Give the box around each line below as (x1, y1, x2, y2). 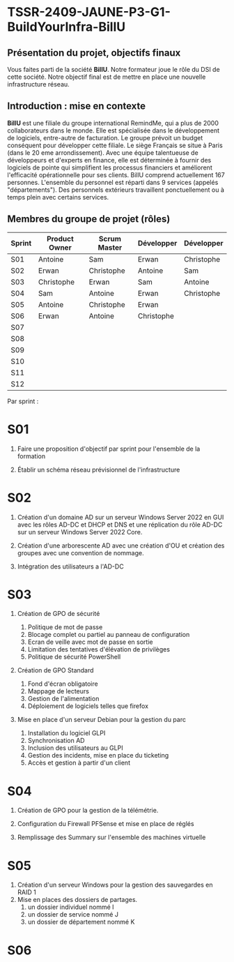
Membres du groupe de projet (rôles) (7, 213, 171, 225)
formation (17, 451, 46, 460)
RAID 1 (17, 888, 36, 896)
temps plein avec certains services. (7, 193, 109, 201)
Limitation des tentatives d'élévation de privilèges (27, 645, 171, 654)
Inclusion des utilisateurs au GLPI (27, 744, 123, 752)
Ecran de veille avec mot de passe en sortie (27, 638, 153, 646)
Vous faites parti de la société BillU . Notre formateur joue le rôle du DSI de (7, 66, 221, 73)
